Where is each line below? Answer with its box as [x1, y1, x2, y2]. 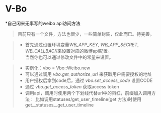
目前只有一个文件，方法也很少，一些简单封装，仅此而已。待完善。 [17, 31, 154, 37]
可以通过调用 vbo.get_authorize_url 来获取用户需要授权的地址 [25, 71, 152, 77]
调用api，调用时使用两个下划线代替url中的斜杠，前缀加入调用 [25, 90, 152, 96]
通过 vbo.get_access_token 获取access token [25, 83, 119, 89]
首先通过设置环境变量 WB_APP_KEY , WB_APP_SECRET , [25, 41, 139, 48]
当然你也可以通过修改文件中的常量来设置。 [25, 54, 114, 60]
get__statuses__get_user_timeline [25, 101, 94, 108]
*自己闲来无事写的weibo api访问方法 [5, 20, 80, 26]
